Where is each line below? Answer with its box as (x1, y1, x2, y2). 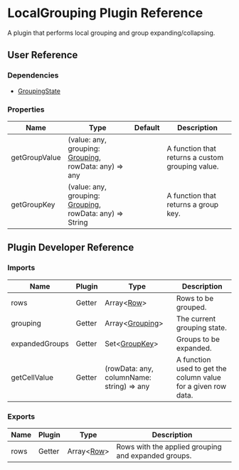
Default (134, 122, 160, 132)
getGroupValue (11, 152, 61, 162)
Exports (7, 411, 36, 421)
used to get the (176, 363, 227, 373)
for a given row (176, 381, 227, 391)
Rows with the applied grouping (116, 442, 222, 452)
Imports (7, 263, 36, 273)
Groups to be (176, 334, 221, 344)
